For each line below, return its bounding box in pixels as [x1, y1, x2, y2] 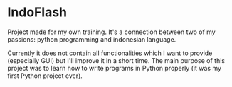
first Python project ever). [7, 71, 83, 80]
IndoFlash [7, 4, 68, 21]
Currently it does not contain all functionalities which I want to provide [7, 49, 213, 57]
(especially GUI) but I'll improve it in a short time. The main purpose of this [7, 56, 226, 64]
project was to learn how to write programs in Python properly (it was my [7, 64, 222, 72]
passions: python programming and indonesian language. [7, 35, 176, 43]
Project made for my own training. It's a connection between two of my [7, 28, 216, 36]
